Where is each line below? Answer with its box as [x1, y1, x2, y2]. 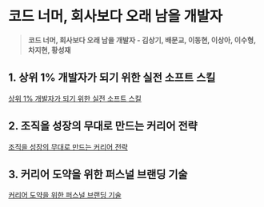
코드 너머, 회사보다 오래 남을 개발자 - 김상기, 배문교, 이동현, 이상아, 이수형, [27, 35, 256, 45]
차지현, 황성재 [27, 45, 71, 54]
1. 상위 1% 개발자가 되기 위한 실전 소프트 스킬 [8, 71, 216, 85]
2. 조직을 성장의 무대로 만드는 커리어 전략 [8, 119, 198, 133]
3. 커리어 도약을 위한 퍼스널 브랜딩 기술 [8, 167, 188, 181]
